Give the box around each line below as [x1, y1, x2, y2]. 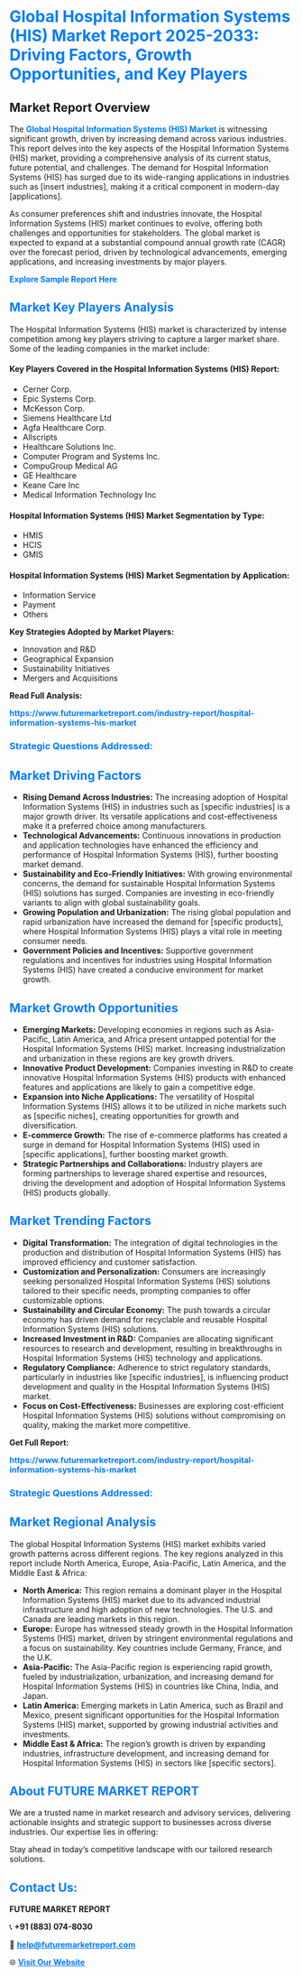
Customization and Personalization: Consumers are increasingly [22, 1266, 266, 1276]
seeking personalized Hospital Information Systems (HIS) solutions [22, 1276, 270, 1286]
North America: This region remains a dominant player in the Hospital [22, 1584, 282, 1595]
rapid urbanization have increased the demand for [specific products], [22, 916, 284, 927]
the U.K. [22, 1652, 53, 1663]
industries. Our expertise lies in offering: [9, 1826, 159, 1838]
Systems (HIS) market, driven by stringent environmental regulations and [22, 1632, 293, 1644]
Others [22, 609, 49, 620]
